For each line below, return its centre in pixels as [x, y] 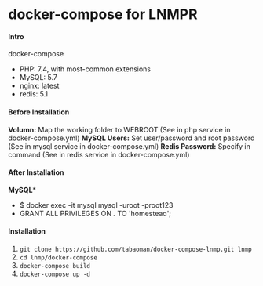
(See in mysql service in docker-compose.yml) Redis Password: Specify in [130, 146]
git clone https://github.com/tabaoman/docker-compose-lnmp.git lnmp [136, 249]
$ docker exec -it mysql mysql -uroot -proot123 [96, 205]
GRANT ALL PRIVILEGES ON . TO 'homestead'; [95, 213]
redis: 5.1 [34, 94]
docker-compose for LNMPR [103, 14]
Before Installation [39, 112]
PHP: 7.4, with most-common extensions [85, 69]
